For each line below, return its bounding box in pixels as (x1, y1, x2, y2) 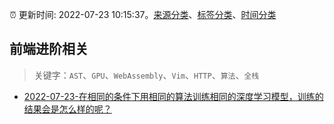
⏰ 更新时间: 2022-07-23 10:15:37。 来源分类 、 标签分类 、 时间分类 (9, 9, 277, 20)
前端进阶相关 (9, 41, 89, 58)
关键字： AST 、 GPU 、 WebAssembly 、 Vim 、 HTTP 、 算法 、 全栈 (33, 69, 260, 81)
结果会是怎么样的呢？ (23, 103, 112, 115)
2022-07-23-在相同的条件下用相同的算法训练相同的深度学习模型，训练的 (23, 90, 324, 102)
